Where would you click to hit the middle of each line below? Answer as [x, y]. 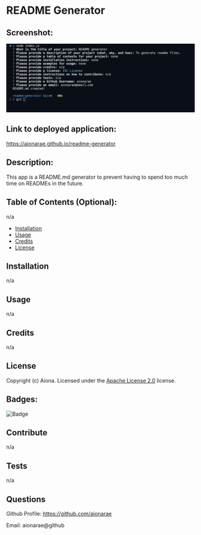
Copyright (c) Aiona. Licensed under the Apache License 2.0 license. [91, 380]
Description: [30, 163]
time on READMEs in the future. [45, 183]
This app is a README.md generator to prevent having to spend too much [97, 177]
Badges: [22, 399]
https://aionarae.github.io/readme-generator [61, 143]
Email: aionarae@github [35, 525]
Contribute [27, 432]
